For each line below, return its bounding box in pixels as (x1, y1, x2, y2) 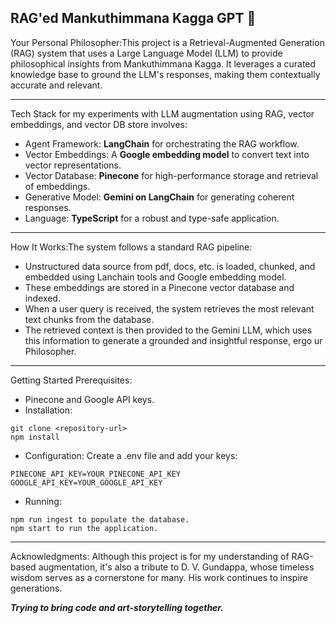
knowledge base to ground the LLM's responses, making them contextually (10, 68, 321, 80)
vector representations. (24, 159, 122, 171)
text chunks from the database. (24, 313, 155, 325)
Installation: (24, 404, 73, 416)
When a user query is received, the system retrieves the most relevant (24, 302, 315, 315)
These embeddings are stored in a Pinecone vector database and (24, 281, 295, 293)
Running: (24, 495, 62, 507)
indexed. (24, 292, 61, 304)
